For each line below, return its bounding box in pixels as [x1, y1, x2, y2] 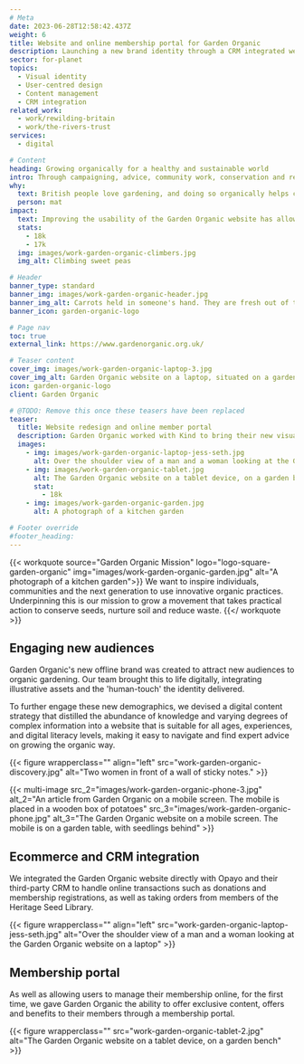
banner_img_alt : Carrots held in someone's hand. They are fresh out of [9, 298, 290, 308]
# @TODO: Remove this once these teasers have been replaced [9, 406, 245, 415]
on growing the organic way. [9, 739, 116, 751]
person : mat [17, 198, 63, 207]
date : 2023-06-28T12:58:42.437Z [9, 22, 131, 31]
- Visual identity [17, 72, 88, 81]
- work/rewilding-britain [17, 114, 116, 123]
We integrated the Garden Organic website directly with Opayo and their [9, 873, 279, 884]
